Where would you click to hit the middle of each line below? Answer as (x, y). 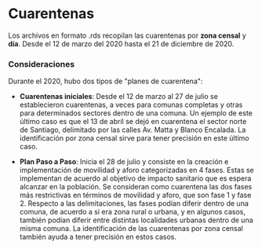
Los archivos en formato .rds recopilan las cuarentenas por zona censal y (127, 35)
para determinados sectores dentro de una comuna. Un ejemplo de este (136, 113)
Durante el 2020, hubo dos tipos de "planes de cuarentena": (106, 81)
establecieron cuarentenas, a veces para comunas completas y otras (131, 105)
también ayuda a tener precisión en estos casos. (98, 237)
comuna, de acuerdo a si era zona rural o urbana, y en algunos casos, (132, 212)
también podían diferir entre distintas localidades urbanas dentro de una (136, 220)
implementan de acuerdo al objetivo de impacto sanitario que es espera (135, 178)
